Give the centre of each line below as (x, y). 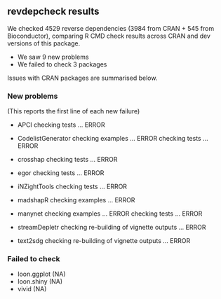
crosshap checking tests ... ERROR (67, 160)
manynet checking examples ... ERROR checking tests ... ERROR (110, 214)
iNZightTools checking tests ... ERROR (72, 187)
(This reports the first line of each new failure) (74, 111)
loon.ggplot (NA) (41, 274)
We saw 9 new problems (53, 57)
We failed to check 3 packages (62, 64)
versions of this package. (44, 43)
